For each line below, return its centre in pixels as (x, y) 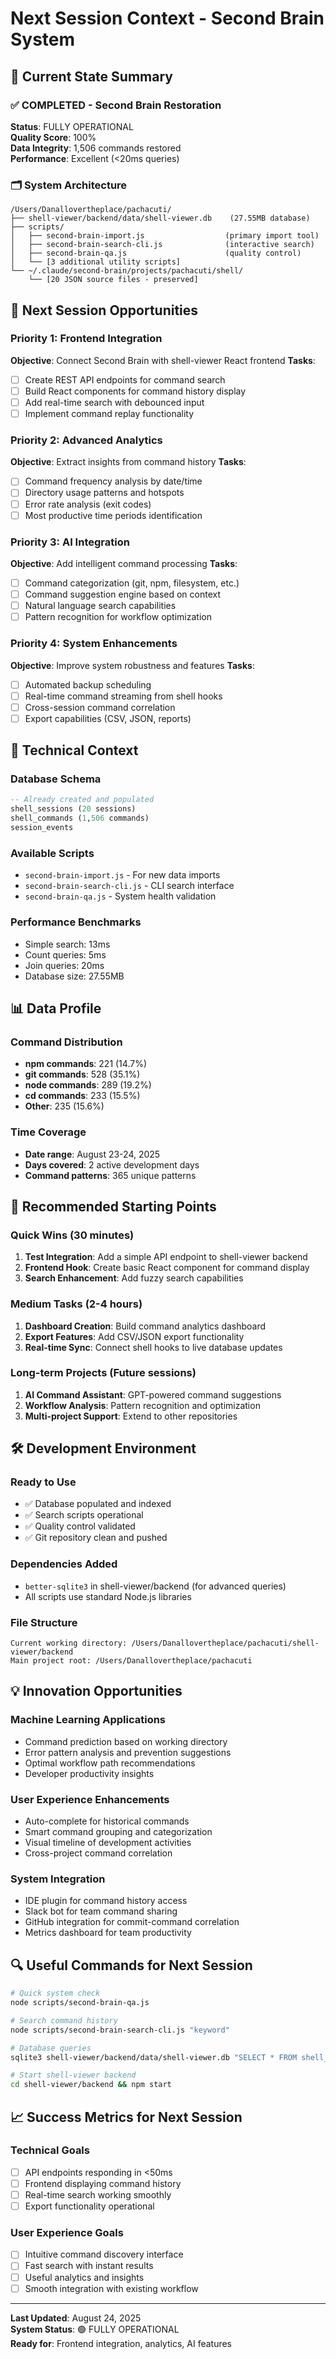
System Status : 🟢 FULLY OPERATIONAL (95, 2329)
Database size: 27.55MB (74, 976)
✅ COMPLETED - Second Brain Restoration (116, 105)
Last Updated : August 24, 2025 (76, 2318)
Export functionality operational (89, 2206)
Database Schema (56, 779)
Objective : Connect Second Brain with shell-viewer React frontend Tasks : (163, 360)
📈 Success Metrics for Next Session (126, 2117)
